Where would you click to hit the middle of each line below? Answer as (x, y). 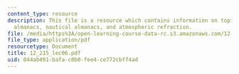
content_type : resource (43, 14)
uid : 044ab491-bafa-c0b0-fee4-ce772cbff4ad (73, 60)
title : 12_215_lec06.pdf (44, 54)
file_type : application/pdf (49, 40)
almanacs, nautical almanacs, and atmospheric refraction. (103, 27)
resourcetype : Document (43, 47)
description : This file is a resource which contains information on (113, 20)
